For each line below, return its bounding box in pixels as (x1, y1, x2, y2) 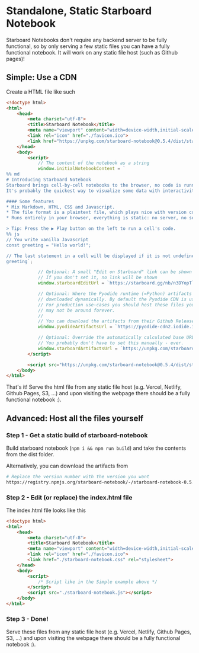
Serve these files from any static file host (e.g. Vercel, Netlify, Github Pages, (6, 628, 191, 635)
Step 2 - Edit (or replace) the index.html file (6, 493, 133, 501)
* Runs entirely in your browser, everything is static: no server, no (6, 215, 187, 221)
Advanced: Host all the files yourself (6, 413, 144, 423)
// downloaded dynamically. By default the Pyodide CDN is (37, 296, 187, 302)
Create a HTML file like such (6, 88, 75, 95)
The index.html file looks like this (6, 507, 86, 514)
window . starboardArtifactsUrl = (37, 345, 118, 351)
